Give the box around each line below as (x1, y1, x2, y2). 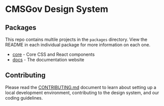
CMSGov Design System (5, 3, 108, 15)
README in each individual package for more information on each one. (5, 42, 151, 48)
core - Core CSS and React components (12, 51, 95, 57)
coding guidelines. (5, 95, 43, 101)
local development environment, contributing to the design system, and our (5, 90, 160, 96)
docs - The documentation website (12, 57, 84, 63)
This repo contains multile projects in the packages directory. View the (5, 36, 148, 42)
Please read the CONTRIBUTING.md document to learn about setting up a (5, 84, 157, 90)
